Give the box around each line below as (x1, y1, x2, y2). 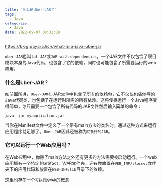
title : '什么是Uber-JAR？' (5, 7, 57, 12)
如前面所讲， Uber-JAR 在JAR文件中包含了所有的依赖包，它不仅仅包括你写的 (5, 91, 155, 97)
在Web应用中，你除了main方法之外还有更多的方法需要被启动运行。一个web (5, 154, 157, 160)
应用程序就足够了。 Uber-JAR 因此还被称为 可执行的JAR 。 (5, 128, 113, 135)
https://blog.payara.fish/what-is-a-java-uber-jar (5, 44, 102, 49)
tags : (5, 12, 16, 17)
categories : (5, 21, 29, 26)
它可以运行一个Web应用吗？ (5, 142, 72, 149)
